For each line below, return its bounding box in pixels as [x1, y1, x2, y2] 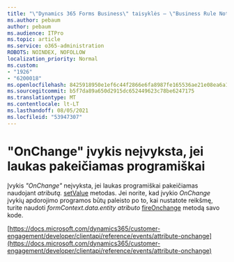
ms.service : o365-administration [7, 42, 104, 49]
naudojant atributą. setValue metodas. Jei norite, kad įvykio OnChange [7, 188, 211, 197]
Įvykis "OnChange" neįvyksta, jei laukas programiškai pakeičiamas [7, 181, 198, 190]
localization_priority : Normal [7, 56, 98, 63]
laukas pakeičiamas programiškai [7, 158, 205, 174]
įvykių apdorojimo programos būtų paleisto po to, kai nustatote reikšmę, [7, 196, 214, 204]
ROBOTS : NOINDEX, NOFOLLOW [7, 49, 86, 56]
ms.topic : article [7, 36, 61, 43]
